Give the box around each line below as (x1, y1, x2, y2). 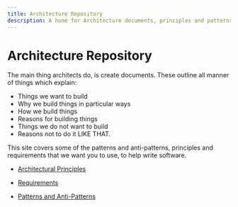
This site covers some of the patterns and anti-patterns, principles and (7, 143, 214, 152)
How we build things (17, 107, 78, 116)
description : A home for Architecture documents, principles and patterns (7, 17, 233, 24)
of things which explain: (7, 79, 77, 87)
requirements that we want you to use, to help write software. (7, 151, 187, 160)
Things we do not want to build (17, 122, 108, 131)
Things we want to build (17, 92, 89, 101)
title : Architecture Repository (7, 10, 103, 18)
